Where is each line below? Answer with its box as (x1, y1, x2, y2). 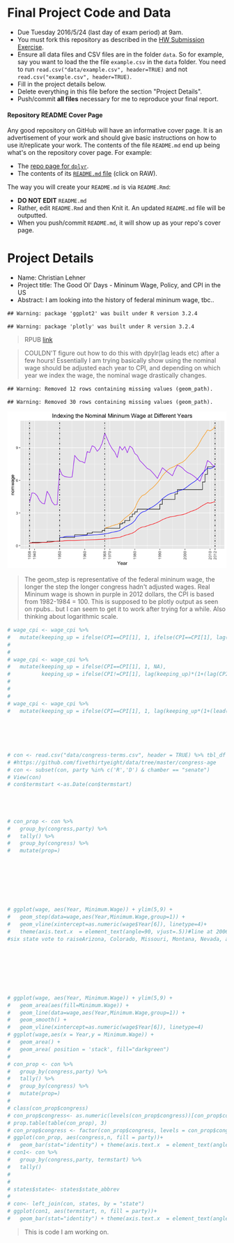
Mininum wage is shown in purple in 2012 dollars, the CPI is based (24, 590, 214, 598)
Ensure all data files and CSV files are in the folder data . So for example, (17, 50, 224, 59)
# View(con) (7, 774, 42, 781)
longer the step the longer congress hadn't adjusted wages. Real (24, 582, 210, 591)
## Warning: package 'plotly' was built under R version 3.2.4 (7, 323, 195, 331)
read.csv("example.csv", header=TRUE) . (17, 72, 132, 81)
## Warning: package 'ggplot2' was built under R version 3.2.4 (7, 310, 198, 317)
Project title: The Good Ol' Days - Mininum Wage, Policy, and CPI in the (17, 281, 221, 289)
